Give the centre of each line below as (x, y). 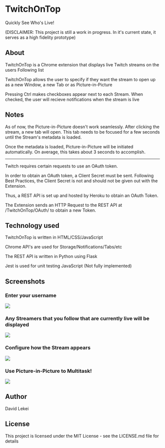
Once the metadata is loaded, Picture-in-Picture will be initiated (69, 146)
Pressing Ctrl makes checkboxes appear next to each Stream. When (74, 94)
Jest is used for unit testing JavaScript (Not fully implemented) (69, 266)
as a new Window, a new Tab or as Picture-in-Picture (59, 84)
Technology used (32, 225)
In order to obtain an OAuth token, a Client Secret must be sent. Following (79, 175)
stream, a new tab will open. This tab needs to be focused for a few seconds (82, 132)
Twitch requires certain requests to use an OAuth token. (62, 166)
